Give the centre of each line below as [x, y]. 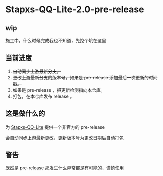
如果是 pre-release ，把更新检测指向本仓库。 [59, 90]
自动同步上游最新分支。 [37, 71]
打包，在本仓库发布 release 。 [43, 96]
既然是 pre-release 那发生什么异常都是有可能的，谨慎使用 [65, 168]
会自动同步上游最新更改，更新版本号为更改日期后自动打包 [64, 138]
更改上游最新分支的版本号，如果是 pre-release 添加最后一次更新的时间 [85, 77]
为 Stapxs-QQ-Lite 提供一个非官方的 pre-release [55, 127]
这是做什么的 [25, 114]
